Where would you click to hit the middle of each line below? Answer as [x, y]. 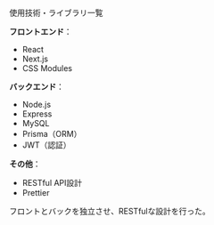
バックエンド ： [37, 87]
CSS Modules [47, 68]
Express [37, 114]
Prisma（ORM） [52, 134]
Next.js [35, 59]
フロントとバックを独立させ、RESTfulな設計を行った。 [110, 211]
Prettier [36, 193]
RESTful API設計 [52, 183]
